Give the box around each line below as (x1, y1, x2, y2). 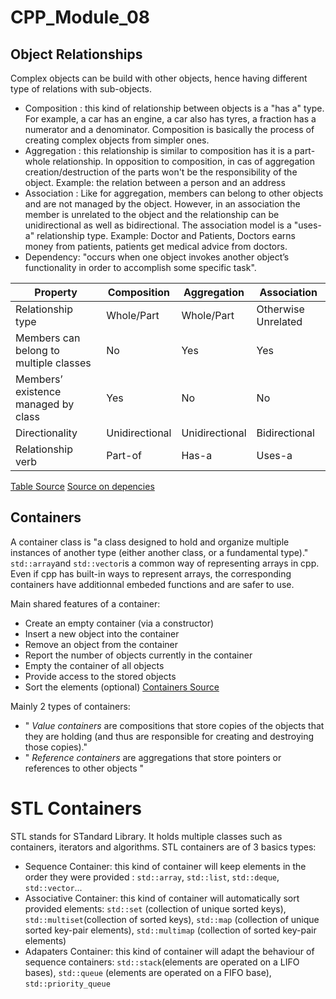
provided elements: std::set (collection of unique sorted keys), (24, 902, 287, 915)
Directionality (15, 426, 78, 440)
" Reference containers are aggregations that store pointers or (24, 751, 282, 763)
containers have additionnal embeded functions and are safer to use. (10, 578, 295, 590)
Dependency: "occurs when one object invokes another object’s (24, 251, 290, 263)
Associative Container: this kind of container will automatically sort (24, 892, 300, 904)
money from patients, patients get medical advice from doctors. (24, 241, 288, 252)
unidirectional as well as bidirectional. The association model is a (24, 219, 292, 231)
